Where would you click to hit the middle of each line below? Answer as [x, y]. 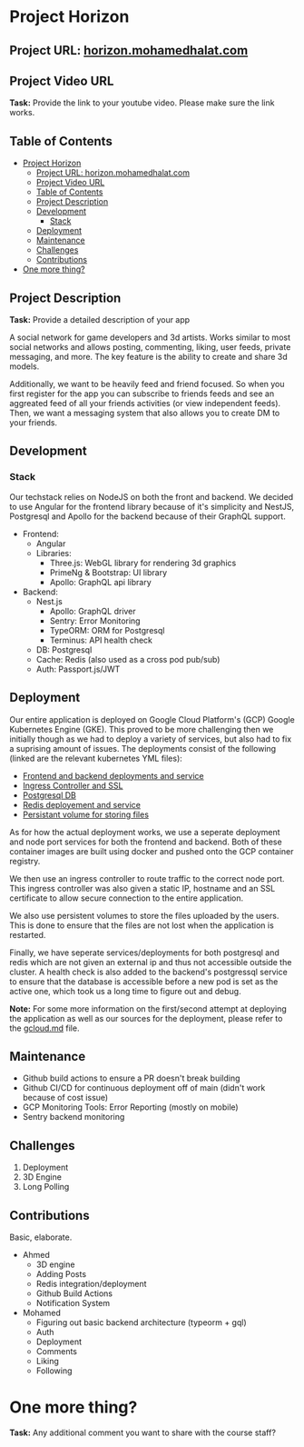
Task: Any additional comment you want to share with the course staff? [143, 1432]
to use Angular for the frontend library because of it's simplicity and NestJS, [152, 506]
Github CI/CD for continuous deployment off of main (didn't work [144, 1088]
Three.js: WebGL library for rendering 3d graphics [143, 563]
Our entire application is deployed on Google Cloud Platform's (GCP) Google [152, 719]
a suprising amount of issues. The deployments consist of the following [143, 748]
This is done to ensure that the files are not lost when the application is [142, 925]
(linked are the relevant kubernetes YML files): [96, 758]
